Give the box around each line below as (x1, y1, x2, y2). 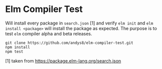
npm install (5, 44, 30, 49)
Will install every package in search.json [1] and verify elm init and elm (5, 20, 153, 26)
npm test (5, 49, 24, 54)
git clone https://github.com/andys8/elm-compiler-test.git (5, 40, 134, 45)
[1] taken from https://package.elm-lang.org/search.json (5, 57, 121, 63)
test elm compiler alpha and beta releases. (5, 30, 92, 36)
